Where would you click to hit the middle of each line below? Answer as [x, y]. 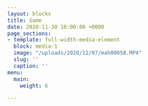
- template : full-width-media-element [64, 40]
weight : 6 [34, 86]
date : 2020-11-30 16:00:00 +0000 [56, 27]
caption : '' [31, 66]
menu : [15, 72]
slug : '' [26, 60]
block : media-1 [36, 46]
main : [22, 79]
